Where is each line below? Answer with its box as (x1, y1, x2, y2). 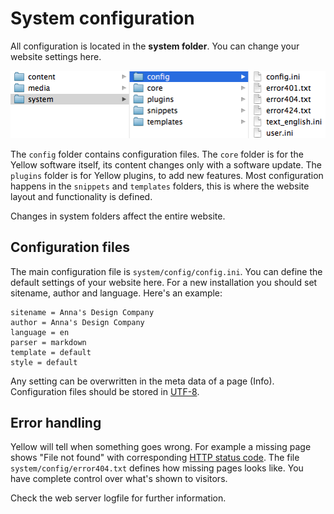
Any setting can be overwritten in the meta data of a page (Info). (10, 375, 275, 387)
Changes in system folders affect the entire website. (10, 210, 226, 222)
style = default (10, 357, 78, 367)
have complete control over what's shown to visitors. (10, 473, 228, 485)
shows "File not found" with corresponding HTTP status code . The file (10, 452, 300, 464)
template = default (10, 347, 92, 357)
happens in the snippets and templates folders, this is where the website (10, 180, 310, 192)
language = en (10, 327, 70, 337)
